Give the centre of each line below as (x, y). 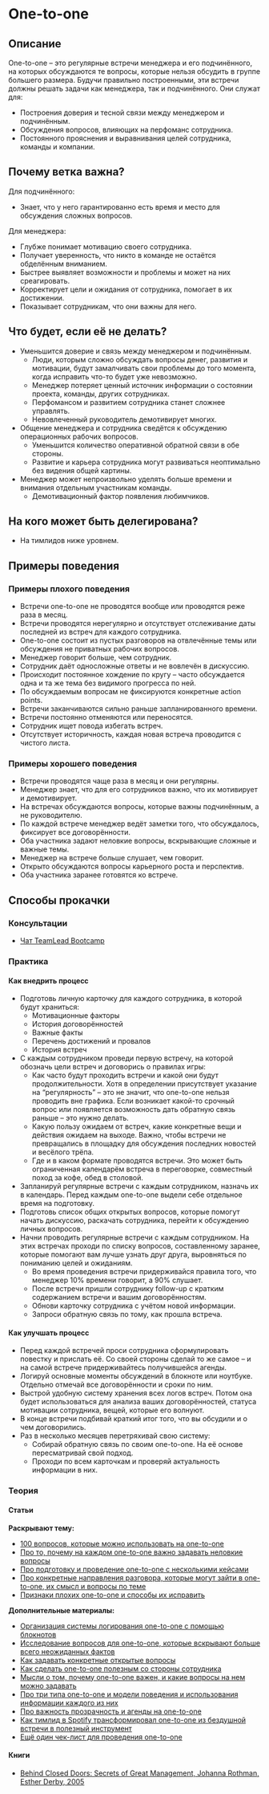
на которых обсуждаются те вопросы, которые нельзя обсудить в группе (134, 72)
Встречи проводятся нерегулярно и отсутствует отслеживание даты (138, 623)
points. (31, 701)
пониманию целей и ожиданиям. (76, 1263)
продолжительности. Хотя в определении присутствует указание (145, 1084)
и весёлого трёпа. (63, 1152)
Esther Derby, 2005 (52, 1781)
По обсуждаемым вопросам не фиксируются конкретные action (130, 692)
